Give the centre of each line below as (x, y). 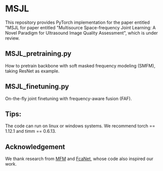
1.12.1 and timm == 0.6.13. (30, 131)
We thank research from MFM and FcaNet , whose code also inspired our (79, 159)
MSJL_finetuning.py (37, 86)
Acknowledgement (35, 147)
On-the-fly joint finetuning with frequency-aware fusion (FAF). (69, 98)
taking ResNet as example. (32, 71)
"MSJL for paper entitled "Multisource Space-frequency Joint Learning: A (81, 27)
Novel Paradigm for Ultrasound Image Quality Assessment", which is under (81, 33)
